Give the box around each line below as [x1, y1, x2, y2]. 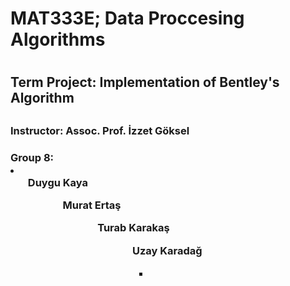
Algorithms [10, 28, 106, 51]
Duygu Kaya [27, 175, 88, 189]
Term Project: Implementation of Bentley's [10, 74, 280, 91]
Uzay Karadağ [131, 243, 203, 257]
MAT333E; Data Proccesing [10, 7, 245, 30]
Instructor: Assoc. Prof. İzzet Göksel [10, 123, 190, 137]
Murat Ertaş [62, 198, 122, 212]
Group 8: [10, 150, 55, 164]
